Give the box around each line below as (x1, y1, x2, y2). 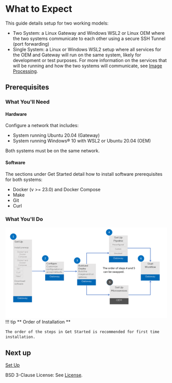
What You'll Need (5, 98, 50, 106)
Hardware (5, 111, 27, 117)
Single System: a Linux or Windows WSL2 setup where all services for (12, 46, 162, 52)
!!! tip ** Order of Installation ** (5, 319, 71, 325)
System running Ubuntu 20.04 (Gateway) (12, 132, 100, 138)
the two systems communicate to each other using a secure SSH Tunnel (12, 35, 166, 42)
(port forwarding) (12, 41, 50, 47)
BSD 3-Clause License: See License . (5, 372, 83, 378)
